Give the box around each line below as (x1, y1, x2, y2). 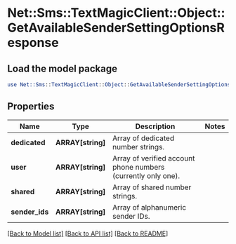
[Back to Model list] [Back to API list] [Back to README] (7, 229, 169, 238)
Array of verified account (112, 153, 195, 163)
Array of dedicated (112, 133, 174, 143)
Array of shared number (112, 182, 192, 192)
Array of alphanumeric (112, 202, 187, 212)
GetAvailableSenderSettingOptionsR (7, 20, 225, 36)
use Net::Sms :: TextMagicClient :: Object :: (7, 81, 131, 88)
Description (135, 121, 176, 131)
